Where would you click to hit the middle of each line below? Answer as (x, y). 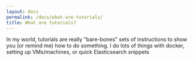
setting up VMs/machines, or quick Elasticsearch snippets (78, 52)
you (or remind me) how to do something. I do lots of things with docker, (95, 46)
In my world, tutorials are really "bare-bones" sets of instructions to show (97, 40)
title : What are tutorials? (41, 23)
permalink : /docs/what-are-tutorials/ (55, 17)
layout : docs (22, 12)
